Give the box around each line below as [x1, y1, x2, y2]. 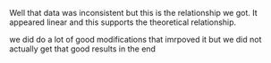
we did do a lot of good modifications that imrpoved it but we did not [9, 35, 262, 44]
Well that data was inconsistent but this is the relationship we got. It [9, 8, 258, 18]
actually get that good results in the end [9, 43, 157, 54]
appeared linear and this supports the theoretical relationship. [9, 17, 237, 28]
